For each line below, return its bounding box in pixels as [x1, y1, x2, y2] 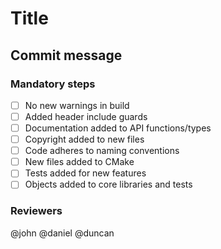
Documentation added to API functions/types [24, 122, 212, 134]
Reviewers [10, 204, 63, 218]
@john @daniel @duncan [10, 227, 115, 239]
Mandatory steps [10, 77, 96, 91]
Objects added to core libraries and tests [24, 178, 193, 191]
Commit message [10, 47, 123, 64]
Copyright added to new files [24, 133, 145, 146]
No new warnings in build [24, 99, 130, 111]
